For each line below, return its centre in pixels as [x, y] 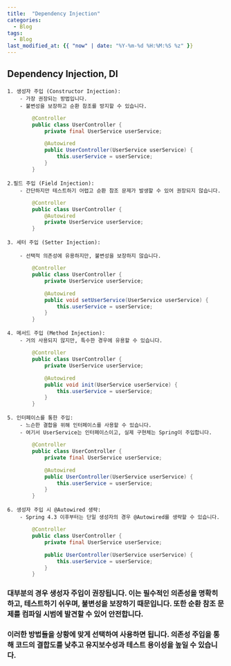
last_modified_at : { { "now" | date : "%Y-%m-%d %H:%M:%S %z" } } [100, 46]
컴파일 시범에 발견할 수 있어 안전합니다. [83, 614]
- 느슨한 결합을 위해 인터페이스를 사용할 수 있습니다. [86, 425]
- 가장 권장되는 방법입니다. [54, 99]
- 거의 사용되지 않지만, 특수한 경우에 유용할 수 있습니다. [91, 341]
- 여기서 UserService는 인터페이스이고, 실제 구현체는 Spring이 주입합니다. [116, 433]
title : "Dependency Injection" [54, 14]
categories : [24, 20]
